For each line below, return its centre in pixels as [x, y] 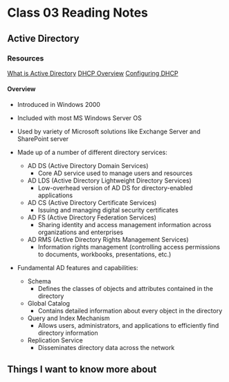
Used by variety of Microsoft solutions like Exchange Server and [109, 132]
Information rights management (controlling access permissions [129, 247]
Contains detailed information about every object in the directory [130, 311]
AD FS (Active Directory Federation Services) [92, 217]
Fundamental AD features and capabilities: [77, 268]
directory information [68, 333]
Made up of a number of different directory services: [92, 152]
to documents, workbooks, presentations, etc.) [104, 254]
